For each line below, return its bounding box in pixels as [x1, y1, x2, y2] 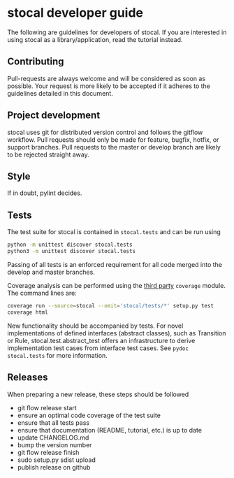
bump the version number [17, 440, 92, 449]
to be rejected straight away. [7, 150, 89, 159]
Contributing [7, 56, 64, 68]
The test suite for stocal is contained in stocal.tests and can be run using [7, 228, 221, 236]
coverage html [7, 309, 49, 316]
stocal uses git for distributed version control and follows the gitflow [7, 128, 203, 136]
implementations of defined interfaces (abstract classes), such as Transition [7, 328, 226, 337]
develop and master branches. [7, 268, 96, 276]
